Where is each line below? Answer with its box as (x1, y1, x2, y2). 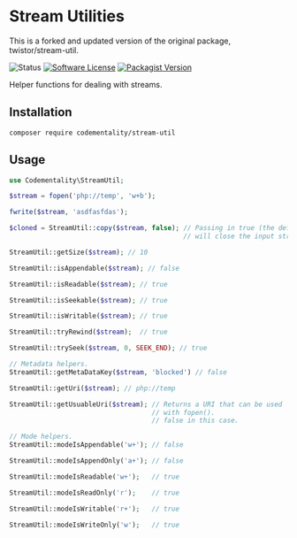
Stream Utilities (9, 6, 126, 27)
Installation (9, 104, 72, 120)
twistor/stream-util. (9, 44, 80, 55)
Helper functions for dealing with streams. (9, 79, 163, 89)
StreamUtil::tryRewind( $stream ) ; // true (9, 327, 168, 337)
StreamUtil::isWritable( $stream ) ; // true (9, 311, 168, 320)
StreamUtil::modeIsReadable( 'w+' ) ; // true (9, 472, 179, 481)
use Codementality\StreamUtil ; (9, 175, 125, 185)
